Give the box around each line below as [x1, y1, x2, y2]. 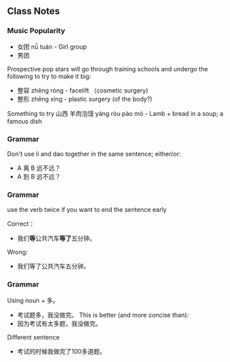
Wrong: [7, 248, 28, 256]
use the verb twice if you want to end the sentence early [7, 206, 167, 214]
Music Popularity [7, 26, 65, 36]
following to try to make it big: [7, 72, 91, 80]
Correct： [7, 219, 35, 228]
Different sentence [7, 333, 60, 341]
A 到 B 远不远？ [16, 172, 61, 180]
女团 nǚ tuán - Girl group [16, 43, 87, 51]
